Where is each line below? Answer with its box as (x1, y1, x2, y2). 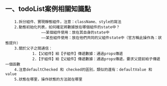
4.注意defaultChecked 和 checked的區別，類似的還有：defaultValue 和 (14, 67, 152, 72)
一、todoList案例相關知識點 (5, 4, 92, 13)
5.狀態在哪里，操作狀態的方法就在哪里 (14, 76, 83, 81)
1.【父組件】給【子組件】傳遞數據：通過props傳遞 (32, 51, 123, 56)
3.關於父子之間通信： (14, 45, 53, 51)
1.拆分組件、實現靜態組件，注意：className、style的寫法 (14, 19, 122, 24)
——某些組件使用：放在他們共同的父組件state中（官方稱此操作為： (41, 35, 158, 40)
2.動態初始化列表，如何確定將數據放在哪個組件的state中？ (14, 24, 120, 29)
